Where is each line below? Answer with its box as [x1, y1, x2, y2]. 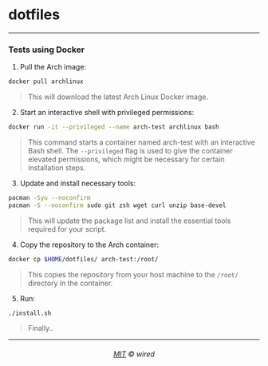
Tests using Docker [8, 44, 85, 55]
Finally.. [27, 324, 53, 333]
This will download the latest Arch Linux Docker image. [27, 92, 209, 101]
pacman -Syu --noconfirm [8, 193, 91, 201]
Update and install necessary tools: [19, 178, 136, 188]
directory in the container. [27, 278, 113, 288]
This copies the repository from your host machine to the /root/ [27, 269, 239, 279]
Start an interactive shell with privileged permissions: [19, 108, 195, 117]
